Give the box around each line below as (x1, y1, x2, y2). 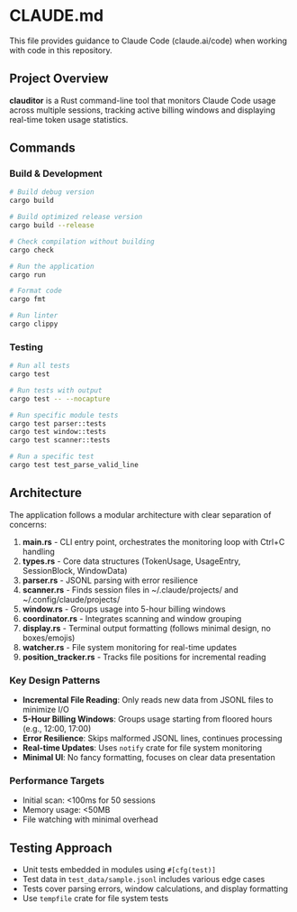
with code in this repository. (9, 44, 112, 55)
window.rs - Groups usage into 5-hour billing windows (22, 603, 227, 614)
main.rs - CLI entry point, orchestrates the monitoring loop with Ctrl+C (22, 536, 285, 547)
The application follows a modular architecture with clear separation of (9, 509, 272, 520)
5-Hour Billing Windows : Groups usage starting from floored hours (22, 714, 273, 724)
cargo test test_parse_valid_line (9, 461, 139, 470)
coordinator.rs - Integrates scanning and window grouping (22, 613, 242, 623)
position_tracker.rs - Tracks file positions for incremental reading (22, 651, 267, 662)
